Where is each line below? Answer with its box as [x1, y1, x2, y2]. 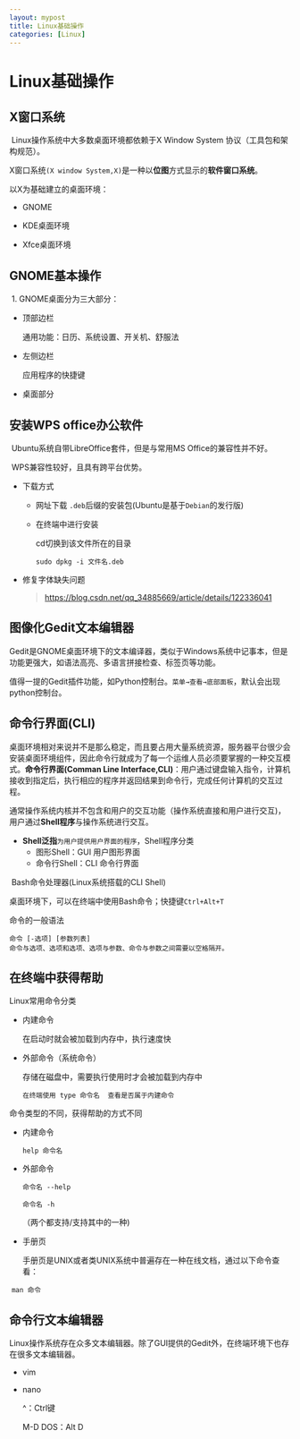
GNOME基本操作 [9, 268, 102, 283]
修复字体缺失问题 [21, 575, 86, 584]
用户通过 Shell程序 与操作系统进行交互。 [9, 816, 154, 827]
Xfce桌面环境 [21, 239, 71, 251]
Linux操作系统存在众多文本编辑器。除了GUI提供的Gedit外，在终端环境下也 [9, 1338, 282, 1349]
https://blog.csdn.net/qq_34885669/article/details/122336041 [44, 592, 272, 602]
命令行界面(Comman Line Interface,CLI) [25, 763, 174, 774]
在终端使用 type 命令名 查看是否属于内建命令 [21, 1091, 175, 1101]
